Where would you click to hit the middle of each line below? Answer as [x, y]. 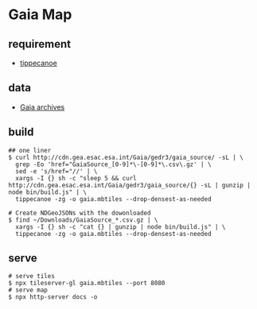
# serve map [28, 290]
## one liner [30, 150]
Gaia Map [40, 15]
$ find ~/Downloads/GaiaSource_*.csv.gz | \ [83, 220]
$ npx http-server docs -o [53, 297]
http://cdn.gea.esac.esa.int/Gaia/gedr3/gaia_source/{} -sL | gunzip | [129, 185]
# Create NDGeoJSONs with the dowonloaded [80, 213]
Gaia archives [42, 107]
